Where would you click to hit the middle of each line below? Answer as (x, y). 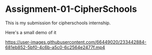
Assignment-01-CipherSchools (71, 9)
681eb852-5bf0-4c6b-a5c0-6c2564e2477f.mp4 (55, 47)
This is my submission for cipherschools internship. (58, 23)
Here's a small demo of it (31, 32)
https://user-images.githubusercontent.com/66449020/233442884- (76, 42)
